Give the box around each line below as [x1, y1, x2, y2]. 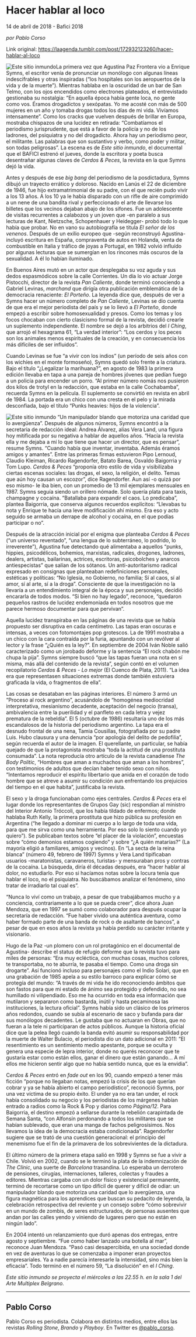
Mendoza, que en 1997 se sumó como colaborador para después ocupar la [6, 905, 187, 912]
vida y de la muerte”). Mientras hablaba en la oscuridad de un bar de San [6, 81, 182, 88]
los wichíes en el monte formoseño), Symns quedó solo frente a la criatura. [6, 358, 187, 365]
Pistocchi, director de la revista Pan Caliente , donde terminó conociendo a [6, 279, 185, 286]
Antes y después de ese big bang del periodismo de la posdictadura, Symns [6, 174, 190, 181]
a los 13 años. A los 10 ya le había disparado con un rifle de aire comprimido [6, 193, 188, 200]
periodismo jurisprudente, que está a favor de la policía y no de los [6, 125, 167, 132]
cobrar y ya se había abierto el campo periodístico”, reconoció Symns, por [6, 1084, 185, 1091]
